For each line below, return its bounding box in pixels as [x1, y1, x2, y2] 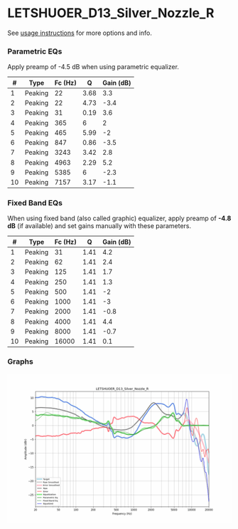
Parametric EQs [7, 46, 63, 56]
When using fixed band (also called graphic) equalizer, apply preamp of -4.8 [7, 214, 232, 222]
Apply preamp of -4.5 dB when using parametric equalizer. [7, 63, 180, 71]
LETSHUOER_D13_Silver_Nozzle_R [7, 5, 215, 21]
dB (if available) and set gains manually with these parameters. [7, 222, 192, 230]
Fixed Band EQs [7, 197, 63, 207]
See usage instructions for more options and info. [7, 29, 153, 37]
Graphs [7, 356, 33, 366]
